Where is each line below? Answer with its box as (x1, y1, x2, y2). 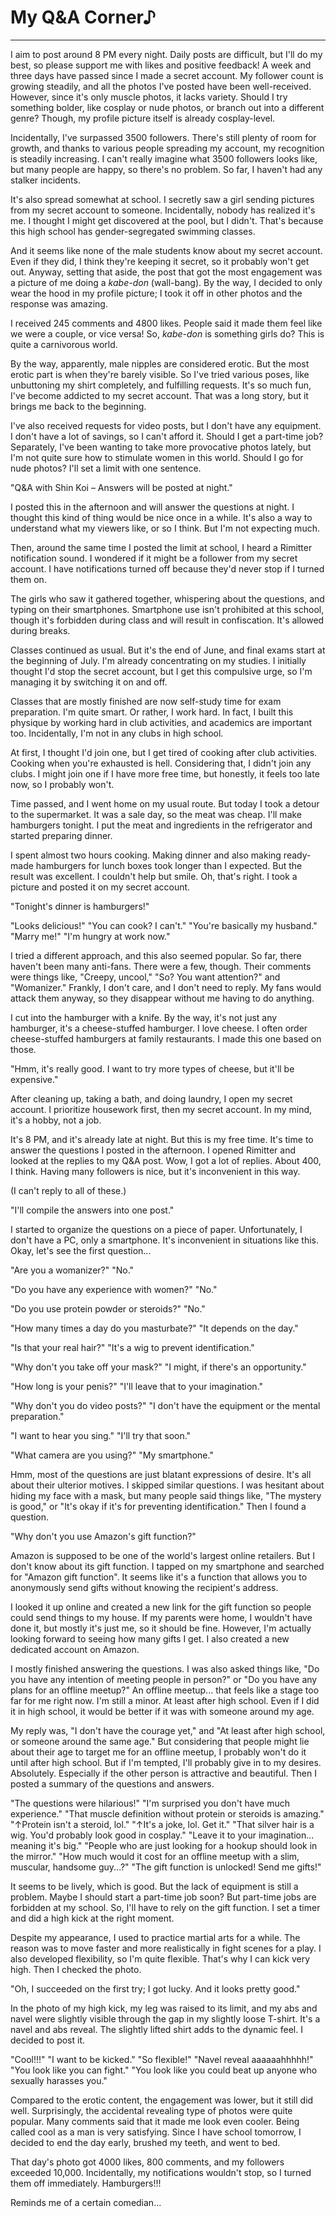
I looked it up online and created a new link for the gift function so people (10, 1601, 312, 1613)
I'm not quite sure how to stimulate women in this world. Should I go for (10, 451, 304, 463)
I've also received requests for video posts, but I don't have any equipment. (10, 419, 322, 431)
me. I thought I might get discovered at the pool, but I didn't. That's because (10, 214, 324, 226)
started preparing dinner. (10, 829, 113, 841)
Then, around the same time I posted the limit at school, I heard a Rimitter (10, 541, 313, 553)
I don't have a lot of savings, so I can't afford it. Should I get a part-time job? (10, 430, 324, 442)
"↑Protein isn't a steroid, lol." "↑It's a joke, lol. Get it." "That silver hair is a (10, 1818, 315, 1830)
